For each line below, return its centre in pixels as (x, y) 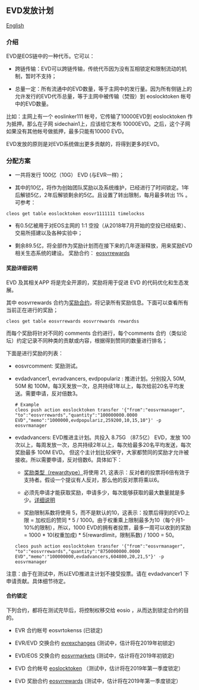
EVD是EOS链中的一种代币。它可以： (50, 56)
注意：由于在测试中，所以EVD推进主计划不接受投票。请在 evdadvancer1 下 (97, 573)
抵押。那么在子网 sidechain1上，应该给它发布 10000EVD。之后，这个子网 (101, 124)
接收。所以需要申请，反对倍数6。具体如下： (69, 459)
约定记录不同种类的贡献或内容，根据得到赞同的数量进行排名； (92, 340)
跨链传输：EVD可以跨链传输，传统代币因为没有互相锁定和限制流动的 (98, 69)
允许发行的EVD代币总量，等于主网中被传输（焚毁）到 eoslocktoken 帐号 (103, 97)
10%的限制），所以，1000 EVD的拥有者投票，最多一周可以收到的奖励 (107, 527)
